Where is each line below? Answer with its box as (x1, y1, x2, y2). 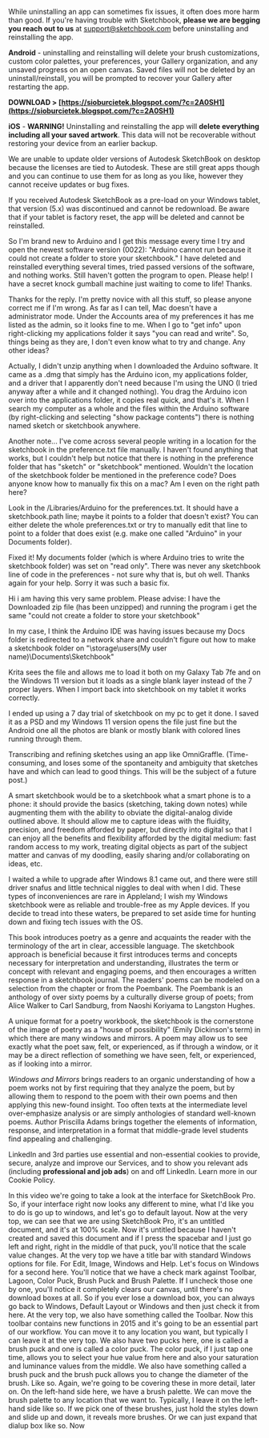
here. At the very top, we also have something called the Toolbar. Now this (8, 1310, 254, 1319)
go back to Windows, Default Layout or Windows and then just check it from (8, 1302, 260, 1310)
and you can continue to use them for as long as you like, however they (8, 172, 244, 180)
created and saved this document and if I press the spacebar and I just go (8, 1233, 252, 1242)
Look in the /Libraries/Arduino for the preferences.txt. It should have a (8, 503, 239, 512)
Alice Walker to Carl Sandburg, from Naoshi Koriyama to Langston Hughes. (8, 1001, 255, 1010)
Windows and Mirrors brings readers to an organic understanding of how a (8, 1075, 256, 1084)
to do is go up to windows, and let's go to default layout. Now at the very (8, 1208, 248, 1217)
